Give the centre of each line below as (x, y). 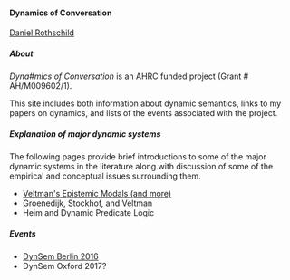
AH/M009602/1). (41, 86)
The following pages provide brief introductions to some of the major (138, 157)
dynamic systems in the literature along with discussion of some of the (141, 167)
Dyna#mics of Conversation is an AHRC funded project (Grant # (129, 76)
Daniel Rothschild (42, 33)
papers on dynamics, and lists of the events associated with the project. (144, 113)
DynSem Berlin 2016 (60, 256)
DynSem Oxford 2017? (64, 266)
